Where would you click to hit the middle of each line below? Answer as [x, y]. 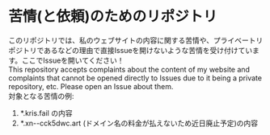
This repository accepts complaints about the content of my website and [129, 69]
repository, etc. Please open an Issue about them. [91, 86]
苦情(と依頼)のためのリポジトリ [113, 16]
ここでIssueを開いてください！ [73, 60]
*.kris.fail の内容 [46, 112]
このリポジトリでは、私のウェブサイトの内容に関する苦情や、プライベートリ [136, 40]
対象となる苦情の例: [41, 96]
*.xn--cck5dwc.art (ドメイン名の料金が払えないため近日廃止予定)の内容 [139, 123]
